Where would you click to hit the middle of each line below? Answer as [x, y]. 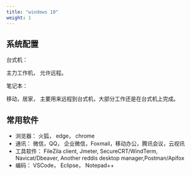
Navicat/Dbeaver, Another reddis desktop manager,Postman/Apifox [100, 158]
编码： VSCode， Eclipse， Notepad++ [65, 165]
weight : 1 [19, 18]
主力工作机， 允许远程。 [37, 73]
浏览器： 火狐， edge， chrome [55, 136]
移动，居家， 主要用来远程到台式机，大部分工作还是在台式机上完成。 [92, 99]
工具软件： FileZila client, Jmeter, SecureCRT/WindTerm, [86, 151]
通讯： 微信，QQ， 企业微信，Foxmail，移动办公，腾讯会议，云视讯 [100, 144]
